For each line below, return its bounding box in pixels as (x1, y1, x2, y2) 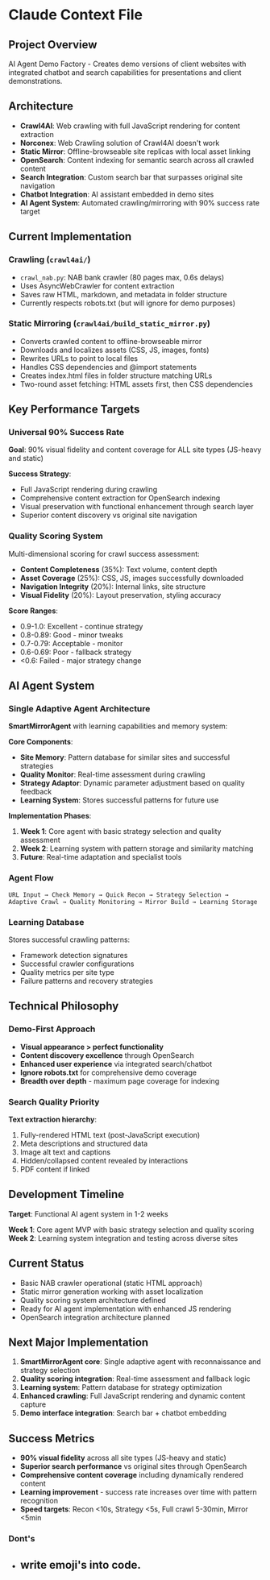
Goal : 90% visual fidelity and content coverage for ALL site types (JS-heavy (8, 445, 262, 454)
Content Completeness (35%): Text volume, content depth (19, 564, 218, 574)
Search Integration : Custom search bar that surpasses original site (19, 172, 243, 182)
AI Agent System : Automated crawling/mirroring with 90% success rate (19, 197, 260, 207)
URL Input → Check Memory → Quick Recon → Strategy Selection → (8, 890, 229, 899)
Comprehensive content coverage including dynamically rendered (19, 1470, 244, 1480)
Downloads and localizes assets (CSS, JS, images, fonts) (19, 345, 210, 355)
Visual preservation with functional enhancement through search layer (19, 502, 254, 512)
